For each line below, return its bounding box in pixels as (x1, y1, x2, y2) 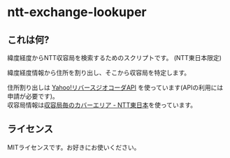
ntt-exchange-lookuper (7, 4, 147, 20)
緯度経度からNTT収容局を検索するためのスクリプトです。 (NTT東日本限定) (7, 54, 222, 62)
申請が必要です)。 (7, 92, 59, 100)
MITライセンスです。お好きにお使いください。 (7, 143, 141, 151)
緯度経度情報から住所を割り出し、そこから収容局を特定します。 (7, 69, 191, 77)
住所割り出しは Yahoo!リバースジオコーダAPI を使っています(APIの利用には (7, 83, 224, 92)
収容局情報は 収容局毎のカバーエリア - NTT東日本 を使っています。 (7, 101, 197, 109)
